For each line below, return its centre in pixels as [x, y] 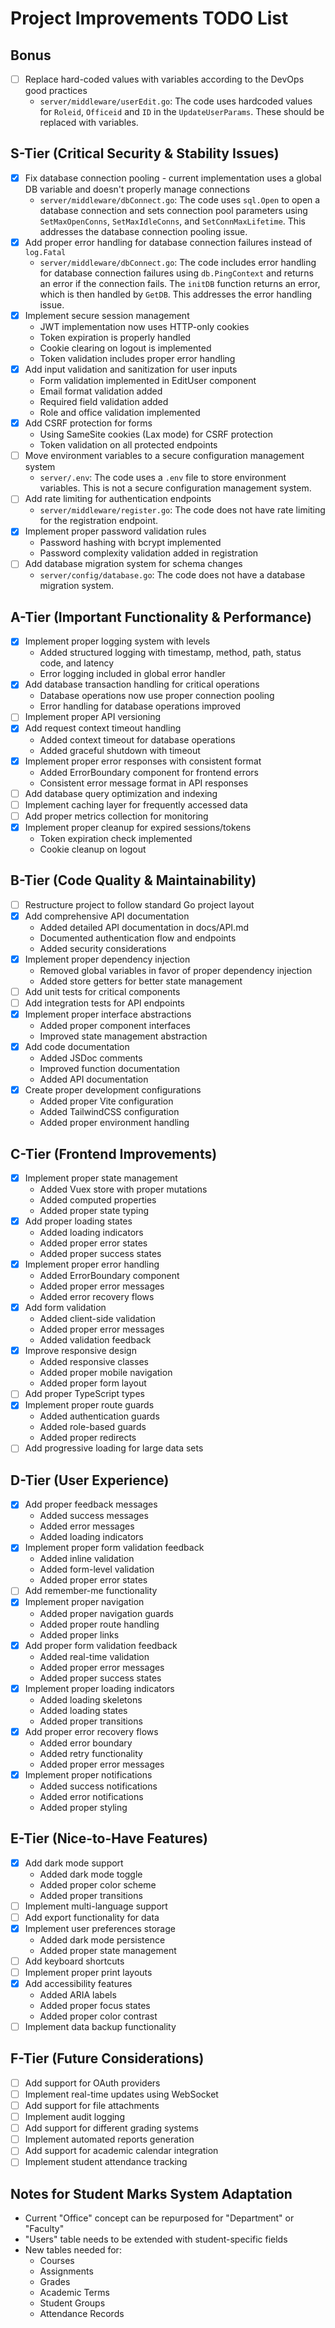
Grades [55, 2282]
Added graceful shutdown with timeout [120, 750]
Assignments [66, 2271]
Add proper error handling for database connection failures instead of [168, 242]
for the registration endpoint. [99, 521]
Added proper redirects [88, 1438]
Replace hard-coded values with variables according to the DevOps [164, 79]
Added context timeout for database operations [137, 739]
